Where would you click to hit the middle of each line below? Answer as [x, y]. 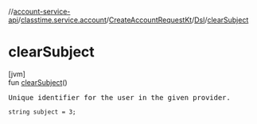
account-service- [42, 12]
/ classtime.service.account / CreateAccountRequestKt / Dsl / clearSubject [133, 20]
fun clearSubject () [38, 82]
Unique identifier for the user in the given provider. [119, 97]
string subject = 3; [43, 112]
